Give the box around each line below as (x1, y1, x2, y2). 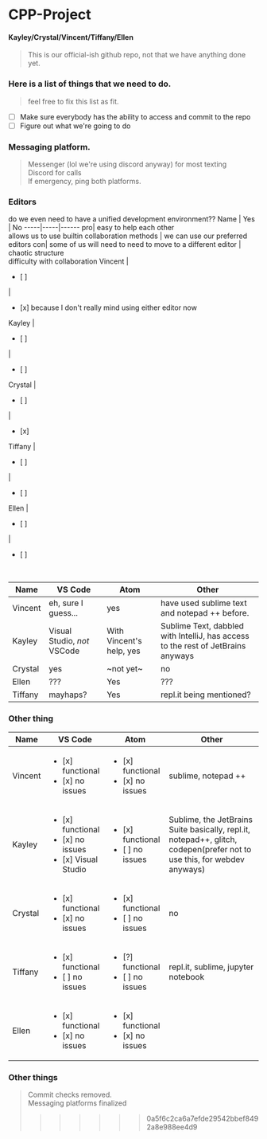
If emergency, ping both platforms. (27, 177, 141, 186)
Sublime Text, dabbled (160, 620, 245, 632)
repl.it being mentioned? (160, 689, 252, 700)
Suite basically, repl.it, (168, 824, 250, 835)
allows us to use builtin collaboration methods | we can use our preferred (8, 231, 248, 241)
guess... (48, 608, 78, 619)
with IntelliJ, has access (160, 631, 250, 642)
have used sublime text (160, 597, 248, 609)
